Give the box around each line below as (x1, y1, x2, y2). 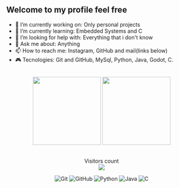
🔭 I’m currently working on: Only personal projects (15, 21, 140, 28)
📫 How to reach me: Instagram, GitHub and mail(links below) (15, 47, 168, 54)
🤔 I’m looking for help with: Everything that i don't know (15, 33, 153, 41)
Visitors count (84, 157, 119, 164)
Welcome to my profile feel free (6, 5, 128, 15)
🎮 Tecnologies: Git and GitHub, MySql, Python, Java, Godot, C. (15, 56, 174, 63)
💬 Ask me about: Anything (15, 40, 80, 47)
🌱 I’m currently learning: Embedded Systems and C (15, 27, 143, 34)
